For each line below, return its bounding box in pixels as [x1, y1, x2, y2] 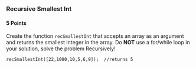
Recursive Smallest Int [6, 5, 72, 13]
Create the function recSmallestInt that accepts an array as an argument [6, 33, 184, 40]
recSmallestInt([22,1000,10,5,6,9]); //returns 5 [6, 57, 133, 63]
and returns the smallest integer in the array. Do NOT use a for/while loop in [6, 39, 190, 46]
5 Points [6, 20, 27, 27]
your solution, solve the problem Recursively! [6, 45, 116, 52]
